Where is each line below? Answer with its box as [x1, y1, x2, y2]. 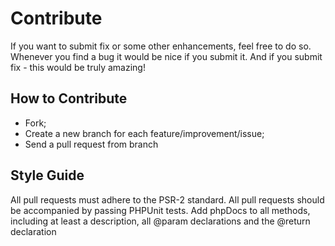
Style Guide [10, 167, 85, 184]
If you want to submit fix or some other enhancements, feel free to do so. [10, 40, 312, 52]
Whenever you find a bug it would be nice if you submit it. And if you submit [10, 50, 323, 62]
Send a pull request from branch [24, 138, 159, 150]
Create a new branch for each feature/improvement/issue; [24, 127, 265, 139]
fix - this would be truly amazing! [10, 61, 146, 73]
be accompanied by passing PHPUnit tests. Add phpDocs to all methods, [10, 204, 311, 216]
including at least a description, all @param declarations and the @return [10, 215, 311, 227]
